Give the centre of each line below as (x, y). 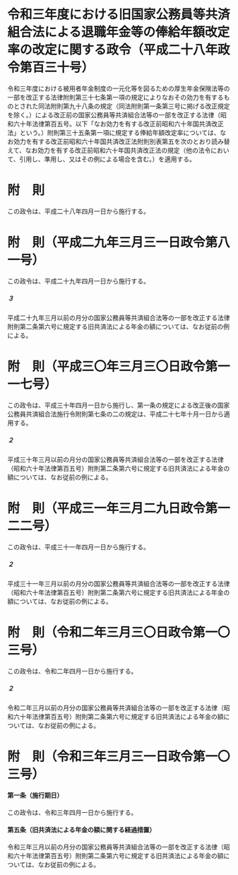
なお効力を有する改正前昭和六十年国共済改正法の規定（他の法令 (118, 150)
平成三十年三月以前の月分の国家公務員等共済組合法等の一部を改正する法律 (115, 459)
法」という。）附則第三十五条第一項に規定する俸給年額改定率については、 (114, 132)
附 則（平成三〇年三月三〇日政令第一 (119, 366)
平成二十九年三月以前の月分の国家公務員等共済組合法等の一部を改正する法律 (119, 317)
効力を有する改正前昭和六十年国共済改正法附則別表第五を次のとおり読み (118, 141)
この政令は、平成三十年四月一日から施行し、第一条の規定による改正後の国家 (119, 405)
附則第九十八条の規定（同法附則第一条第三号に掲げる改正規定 (140, 106)
